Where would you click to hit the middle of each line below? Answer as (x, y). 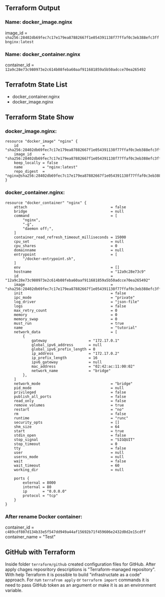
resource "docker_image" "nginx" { (41, 141)
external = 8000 (39, 483)
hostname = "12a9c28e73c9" (80, 272)
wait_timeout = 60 (67, 465)
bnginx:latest (20, 42)
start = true (69, 431)
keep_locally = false (36, 163)
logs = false (70, 306)
